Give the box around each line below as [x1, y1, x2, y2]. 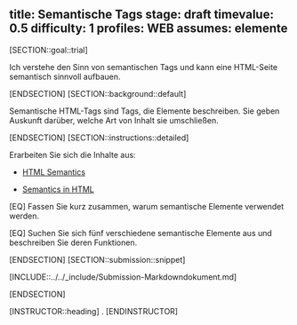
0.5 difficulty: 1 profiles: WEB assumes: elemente [9, 21, 288, 36]
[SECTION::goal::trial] [9, 44, 89, 55]
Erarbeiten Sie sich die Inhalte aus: [9, 149, 136, 160]
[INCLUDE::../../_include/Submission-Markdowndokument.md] [9, 271, 237, 282]
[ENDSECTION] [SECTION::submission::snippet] [9, 254, 186, 265]
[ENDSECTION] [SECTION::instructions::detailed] [9, 132, 189, 143]
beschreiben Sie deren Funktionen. [9, 237, 138, 248]
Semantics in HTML [21, 184, 95, 194]
